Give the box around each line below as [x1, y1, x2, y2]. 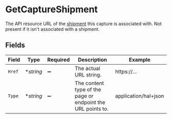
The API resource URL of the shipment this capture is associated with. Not [5, 21, 162, 27]
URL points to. [75, 105, 109, 112]
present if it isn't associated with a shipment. [5, 26, 100, 32]
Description [78, 56, 107, 63]
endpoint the [75, 98, 105, 106]
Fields [5, 41, 26, 50]
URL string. [75, 71, 101, 78]
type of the [75, 86, 101, 93]
